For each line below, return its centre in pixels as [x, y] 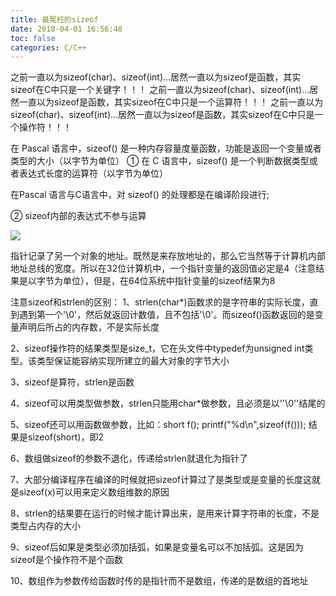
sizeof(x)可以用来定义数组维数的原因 [94, 492]
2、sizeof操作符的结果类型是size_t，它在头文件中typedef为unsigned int [157, 348]
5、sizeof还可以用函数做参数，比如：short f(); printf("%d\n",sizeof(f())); [158, 425]
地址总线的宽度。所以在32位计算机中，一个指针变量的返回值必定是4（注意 [163, 268]
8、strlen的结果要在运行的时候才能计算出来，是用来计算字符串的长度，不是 [165, 513]
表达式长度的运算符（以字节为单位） [93, 173]
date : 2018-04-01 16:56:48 [66, 29]
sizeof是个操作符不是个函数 [67, 560]
